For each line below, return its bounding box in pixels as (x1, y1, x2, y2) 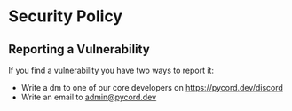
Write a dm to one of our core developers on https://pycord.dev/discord (20, 83, 283, 92)
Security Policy (8, 6, 123, 27)
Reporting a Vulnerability (8, 42, 150, 57)
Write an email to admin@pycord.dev (20, 91, 157, 102)
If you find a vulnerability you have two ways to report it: (8, 65, 215, 75)
